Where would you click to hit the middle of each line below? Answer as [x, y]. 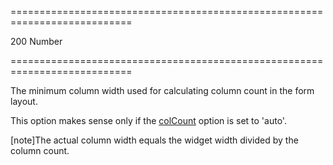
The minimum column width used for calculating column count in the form [162, 90]
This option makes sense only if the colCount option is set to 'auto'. [148, 120]
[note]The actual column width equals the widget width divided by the [154, 140]
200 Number [36, 41]
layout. [24, 101]
